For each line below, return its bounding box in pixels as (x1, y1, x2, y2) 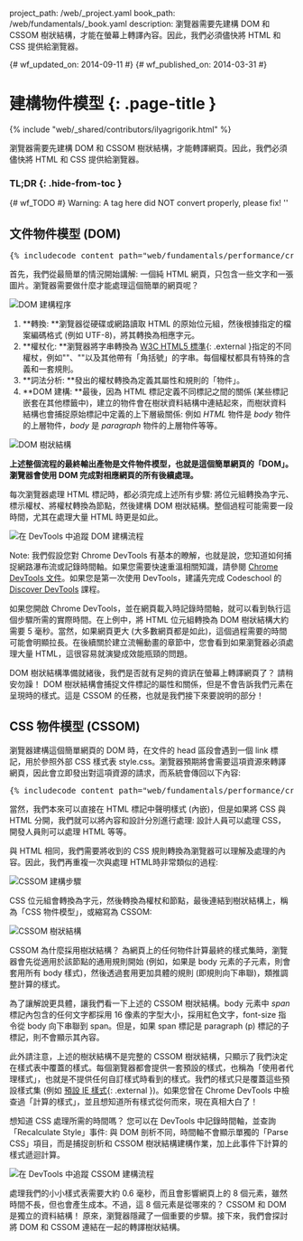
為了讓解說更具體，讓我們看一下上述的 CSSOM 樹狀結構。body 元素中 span (9, 998, 290, 1009)
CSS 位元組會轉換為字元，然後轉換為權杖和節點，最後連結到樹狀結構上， (9, 895, 281, 906)
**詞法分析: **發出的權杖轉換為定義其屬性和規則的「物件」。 (22, 375, 245, 386)
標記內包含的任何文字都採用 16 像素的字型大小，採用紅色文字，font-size (9, 1009, 277, 1020)
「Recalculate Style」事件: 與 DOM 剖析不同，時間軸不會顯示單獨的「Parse (9, 1126, 289, 1137)
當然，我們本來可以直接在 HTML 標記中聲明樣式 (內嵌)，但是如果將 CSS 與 (9, 804, 287, 814)
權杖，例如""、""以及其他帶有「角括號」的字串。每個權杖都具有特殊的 (22, 353, 282, 363)
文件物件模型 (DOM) (9, 226, 122, 241)
